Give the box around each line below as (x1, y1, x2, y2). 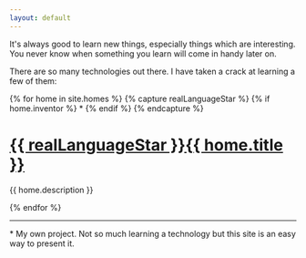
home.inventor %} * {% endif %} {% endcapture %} (9, 102, 205, 114)
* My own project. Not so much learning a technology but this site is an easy (9, 228, 296, 239)
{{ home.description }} (9, 184, 94, 195)
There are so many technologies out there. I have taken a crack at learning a (9, 66, 296, 77)
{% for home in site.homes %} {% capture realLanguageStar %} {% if (9, 93, 270, 104)
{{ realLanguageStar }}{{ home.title (9, 134, 284, 155)
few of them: (9, 75, 57, 87)
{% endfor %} (9, 201, 62, 212)
